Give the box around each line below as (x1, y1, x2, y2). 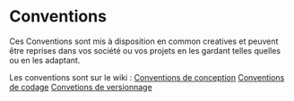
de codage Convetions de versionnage (9, 81, 152, 92)
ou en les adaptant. (9, 55, 81, 65)
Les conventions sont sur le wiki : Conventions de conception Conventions (9, 72, 285, 82)
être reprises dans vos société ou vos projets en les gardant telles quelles (9, 45, 281, 55)
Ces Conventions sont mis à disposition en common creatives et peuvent (9, 36, 279, 46)
